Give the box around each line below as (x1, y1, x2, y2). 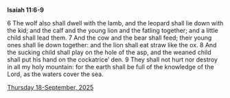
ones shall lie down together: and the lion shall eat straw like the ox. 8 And (7, 41, 217, 49)
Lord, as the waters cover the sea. (7, 70, 104, 78)
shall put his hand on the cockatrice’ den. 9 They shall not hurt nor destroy (7, 56, 218, 64)
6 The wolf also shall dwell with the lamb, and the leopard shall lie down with (7, 19, 224, 27)
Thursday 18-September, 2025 (7, 84, 94, 91)
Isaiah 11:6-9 (7, 6, 45, 14)
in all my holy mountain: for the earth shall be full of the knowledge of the (7, 63, 214, 71)
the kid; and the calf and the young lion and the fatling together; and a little (7, 27, 218, 34)
